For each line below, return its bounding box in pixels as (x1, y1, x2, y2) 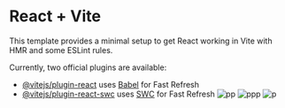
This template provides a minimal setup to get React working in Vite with (9, 35, 273, 46)
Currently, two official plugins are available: (9, 62, 167, 73)
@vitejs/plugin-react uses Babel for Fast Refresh (21, 79, 200, 89)
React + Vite (9, 6, 102, 27)
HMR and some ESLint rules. (9, 44, 113, 55)
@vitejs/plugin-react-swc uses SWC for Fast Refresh (21, 89, 215, 99)
